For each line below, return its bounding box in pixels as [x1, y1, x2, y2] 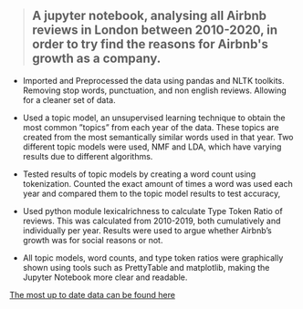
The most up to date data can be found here [9, 289, 176, 300]
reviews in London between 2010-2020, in [31, 23, 278, 38]
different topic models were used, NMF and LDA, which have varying [22, 141, 282, 152]
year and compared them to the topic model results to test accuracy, [22, 188, 281, 199]
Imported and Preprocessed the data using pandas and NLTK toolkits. [22, 75, 285, 86]
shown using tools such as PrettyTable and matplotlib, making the [22, 262, 270, 273]
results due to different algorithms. [22, 150, 153, 161]
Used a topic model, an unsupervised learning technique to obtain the [22, 112, 286, 123]
